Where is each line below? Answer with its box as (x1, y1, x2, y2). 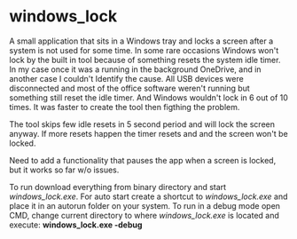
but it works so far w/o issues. (9, 164, 120, 175)
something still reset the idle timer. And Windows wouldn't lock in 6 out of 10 (9, 92, 288, 103)
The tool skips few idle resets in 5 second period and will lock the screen (9, 118, 275, 130)
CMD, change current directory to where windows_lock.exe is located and (9, 210, 279, 220)
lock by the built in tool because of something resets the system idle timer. (9, 54, 281, 65)
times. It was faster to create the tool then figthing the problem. (9, 101, 240, 112)
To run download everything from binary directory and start (9, 181, 227, 192)
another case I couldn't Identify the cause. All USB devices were (9, 73, 244, 84)
